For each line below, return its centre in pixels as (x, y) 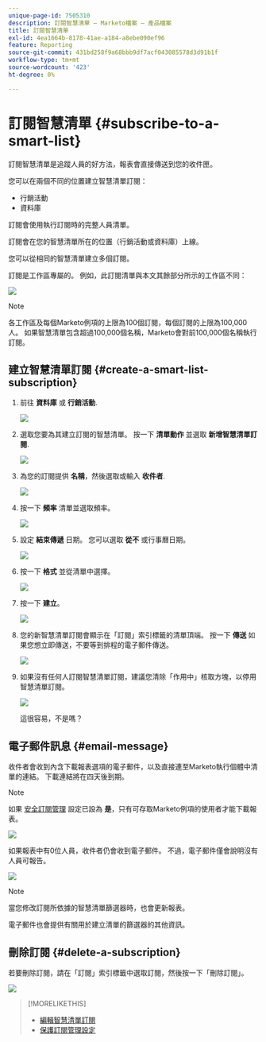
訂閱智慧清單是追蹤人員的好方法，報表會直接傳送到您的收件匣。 (112, 164)
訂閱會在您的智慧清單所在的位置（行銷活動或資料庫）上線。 (106, 241)
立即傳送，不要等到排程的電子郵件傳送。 (107, 645)
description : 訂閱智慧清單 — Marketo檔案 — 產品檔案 (90, 23)
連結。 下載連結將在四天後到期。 (75, 777)
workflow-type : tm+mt (44, 60)
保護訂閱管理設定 (67, 1030)
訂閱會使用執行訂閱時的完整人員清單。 (71, 224)
